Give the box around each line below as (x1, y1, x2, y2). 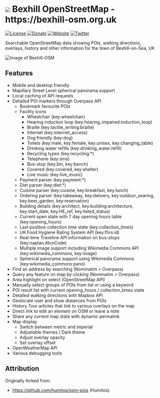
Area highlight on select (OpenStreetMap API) (12, 276, 105, 282)
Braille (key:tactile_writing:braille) (27, 124, 95, 130)
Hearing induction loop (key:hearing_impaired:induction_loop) (27, 119, 153, 125)
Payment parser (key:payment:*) (19, 177, 86, 182)
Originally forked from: (5, 377, 51, 384)
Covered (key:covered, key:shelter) (27, 166, 98, 172)
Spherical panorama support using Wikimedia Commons (19, 256, 134, 262)
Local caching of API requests (12, 92, 74, 98)
